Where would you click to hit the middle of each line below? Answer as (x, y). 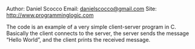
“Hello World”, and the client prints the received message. (78, 40)
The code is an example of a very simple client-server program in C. (91, 27)
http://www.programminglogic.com (50, 15)
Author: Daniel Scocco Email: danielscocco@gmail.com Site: (82, 9)
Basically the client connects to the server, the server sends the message (98, 33)
